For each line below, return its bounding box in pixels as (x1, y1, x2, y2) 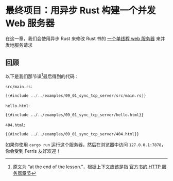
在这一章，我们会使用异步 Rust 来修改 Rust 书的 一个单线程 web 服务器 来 (5, 35, 161, 42)
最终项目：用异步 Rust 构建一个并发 (5, 5, 156, 16)
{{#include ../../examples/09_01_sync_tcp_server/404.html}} (5, 132, 140, 137)
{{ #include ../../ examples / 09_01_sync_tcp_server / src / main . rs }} (5, 93, 146, 98)
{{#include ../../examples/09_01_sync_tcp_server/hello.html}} (5, 112, 144, 118)
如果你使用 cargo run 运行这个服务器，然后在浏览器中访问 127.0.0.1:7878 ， (5, 142, 166, 148)
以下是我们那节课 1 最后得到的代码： (5, 72, 79, 79)
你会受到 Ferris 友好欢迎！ (5, 148, 61, 154)
